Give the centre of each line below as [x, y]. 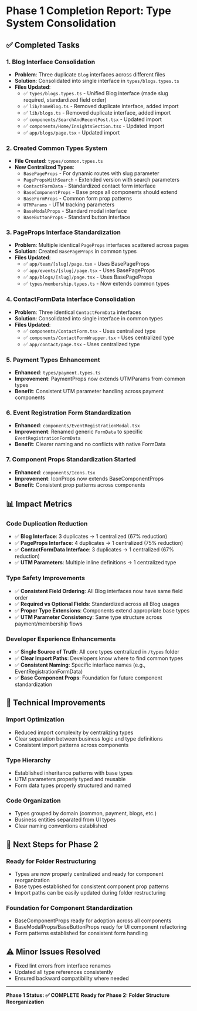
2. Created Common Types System [57, 148]
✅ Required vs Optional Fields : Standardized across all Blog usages [97, 604]
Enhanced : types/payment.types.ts [57, 373]
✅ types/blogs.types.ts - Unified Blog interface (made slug [96, 93]
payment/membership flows [49, 624]
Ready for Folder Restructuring [51, 861]
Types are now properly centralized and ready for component [89, 873]
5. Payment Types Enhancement [53, 360]
